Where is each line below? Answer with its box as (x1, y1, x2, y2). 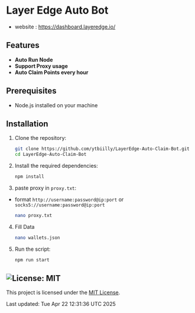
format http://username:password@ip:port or (14, 196, 124, 203)
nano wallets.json (14, 235, 60, 241)
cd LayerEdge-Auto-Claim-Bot (14, 152, 87, 158)
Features (6, 40, 40, 50)
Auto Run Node (14, 56, 53, 63)
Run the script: (14, 245, 51, 253)
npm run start (14, 257, 50, 263)
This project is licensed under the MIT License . (6, 289, 121, 296)
